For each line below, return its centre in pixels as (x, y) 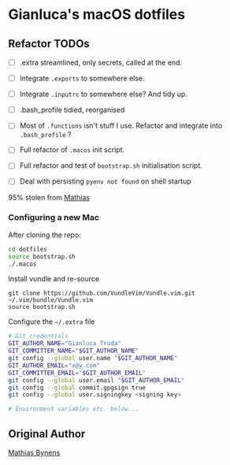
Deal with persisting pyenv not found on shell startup (105, 181)
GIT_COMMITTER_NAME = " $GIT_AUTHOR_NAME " (74, 351)
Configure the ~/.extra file (52, 322)
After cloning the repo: (45, 235)
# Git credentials (38, 337)
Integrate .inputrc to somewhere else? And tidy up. (103, 94)
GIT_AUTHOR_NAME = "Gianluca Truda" (65, 344)
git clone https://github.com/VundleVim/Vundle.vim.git (102, 293)
